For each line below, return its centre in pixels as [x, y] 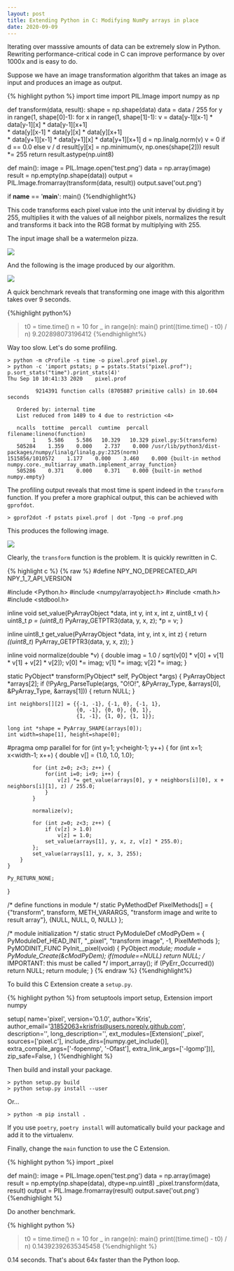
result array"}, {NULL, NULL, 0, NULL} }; [66, 920]
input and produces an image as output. [65, 83]
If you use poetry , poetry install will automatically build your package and [116, 1128]
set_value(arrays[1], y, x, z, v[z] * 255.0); [114, 842]
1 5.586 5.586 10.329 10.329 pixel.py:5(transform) [125, 440]
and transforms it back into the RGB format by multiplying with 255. [104, 225]
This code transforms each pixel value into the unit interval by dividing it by [116, 210]
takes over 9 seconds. [39, 299]
